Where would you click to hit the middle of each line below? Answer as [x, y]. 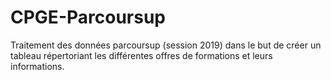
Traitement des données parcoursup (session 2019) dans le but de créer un [166, 45]
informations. [37, 66]
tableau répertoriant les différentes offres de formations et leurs [141, 55]
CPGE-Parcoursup [88, 17]
